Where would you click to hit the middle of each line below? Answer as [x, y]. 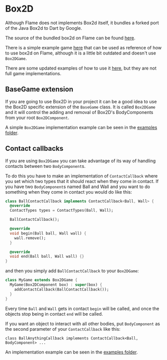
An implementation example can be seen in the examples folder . [72, 352]
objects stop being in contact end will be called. [54, 314]
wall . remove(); [30, 238]
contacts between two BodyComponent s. [46, 166]
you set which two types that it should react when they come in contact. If [82, 181]
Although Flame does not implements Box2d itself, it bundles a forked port [82, 23]
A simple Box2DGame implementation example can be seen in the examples [81, 127]
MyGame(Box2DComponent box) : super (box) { [56, 285]
